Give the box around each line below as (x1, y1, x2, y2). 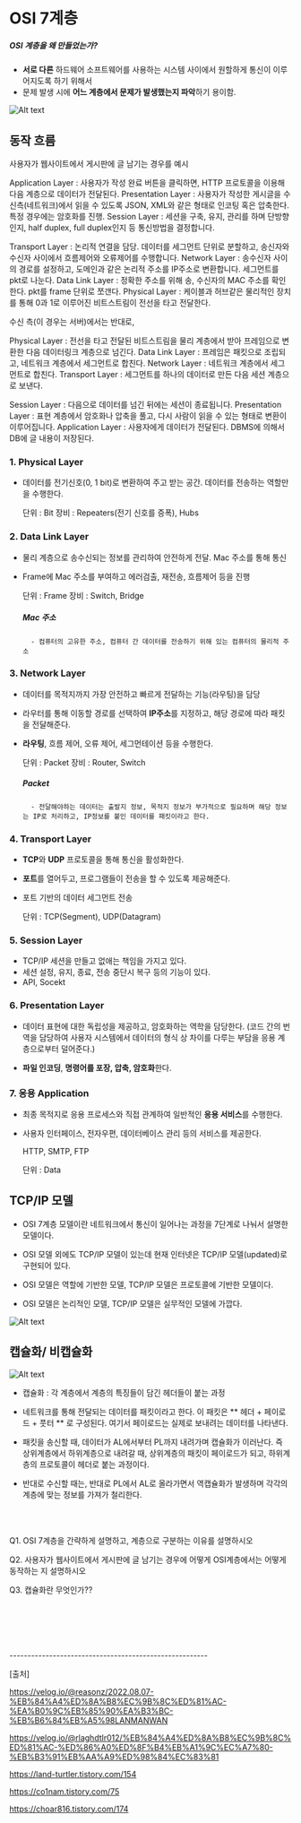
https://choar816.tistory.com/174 (9, 1803, 129, 1814)
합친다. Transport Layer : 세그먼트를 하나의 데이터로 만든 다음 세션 (32, 368, 266, 379)
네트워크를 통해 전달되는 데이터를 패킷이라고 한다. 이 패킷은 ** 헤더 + (21, 1406, 262, 1417)
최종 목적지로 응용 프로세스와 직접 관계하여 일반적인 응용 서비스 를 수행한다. (21, 1109, 283, 1119)
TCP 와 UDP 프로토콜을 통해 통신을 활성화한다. (21, 854, 185, 865)
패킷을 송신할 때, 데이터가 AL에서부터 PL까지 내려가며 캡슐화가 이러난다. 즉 (21, 1436, 284, 1447)
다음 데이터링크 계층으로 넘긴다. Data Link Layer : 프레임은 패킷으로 (25, 346, 262, 357)
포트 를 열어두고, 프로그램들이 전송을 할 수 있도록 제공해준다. (21, 873, 231, 884)
